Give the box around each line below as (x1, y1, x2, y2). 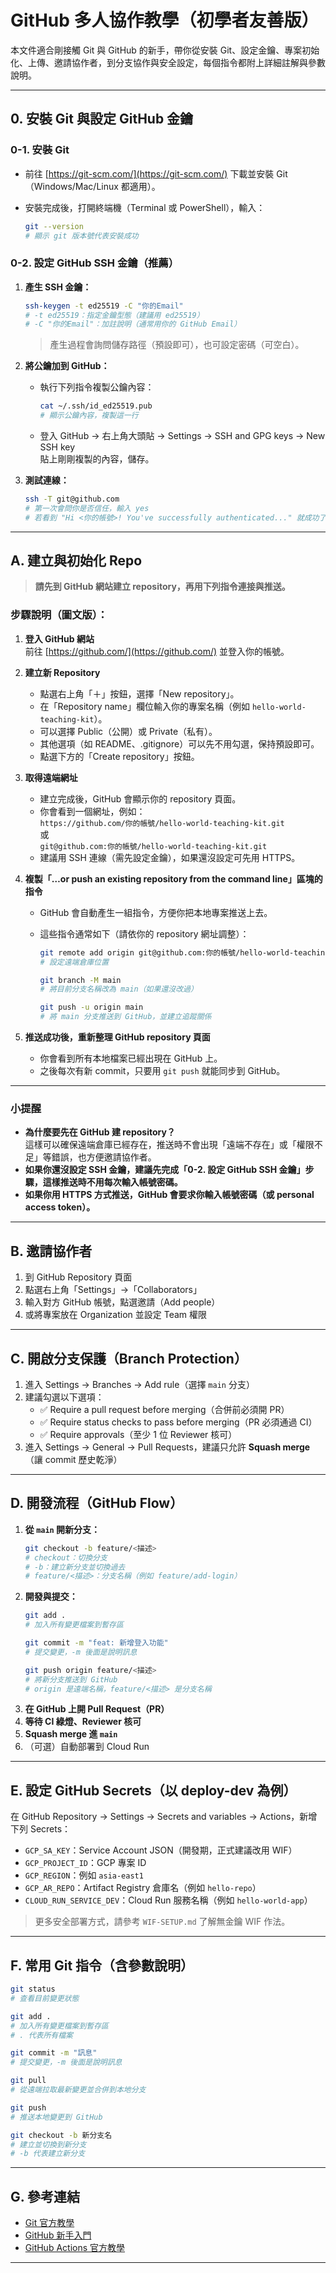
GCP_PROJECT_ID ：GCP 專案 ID (24, 1857, 147, 1869)
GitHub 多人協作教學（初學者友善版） (10, 9, 320, 32)
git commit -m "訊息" (10, 2048, 98, 2058)
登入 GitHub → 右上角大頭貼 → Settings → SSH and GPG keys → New (39, 430, 326, 442)
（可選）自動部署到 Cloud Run (24, 1741, 150, 1753)
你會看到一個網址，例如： (39, 805, 146, 817)
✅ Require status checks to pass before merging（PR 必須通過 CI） (39, 1416, 318, 1428)
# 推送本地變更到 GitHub (10, 2112, 103, 2122)
